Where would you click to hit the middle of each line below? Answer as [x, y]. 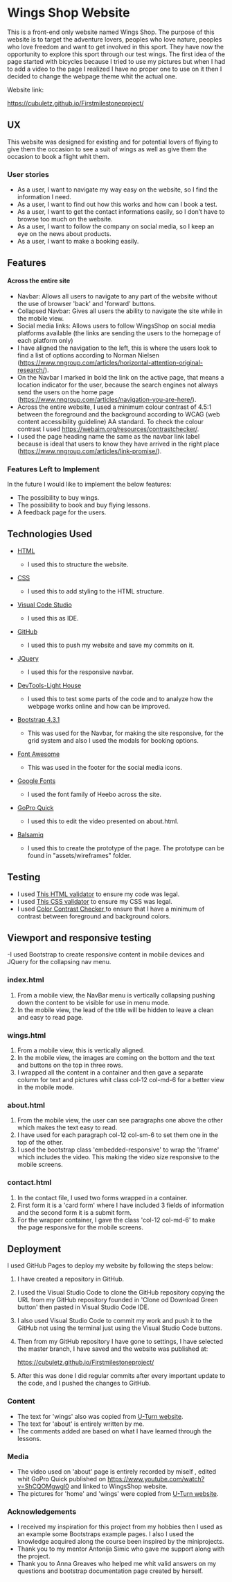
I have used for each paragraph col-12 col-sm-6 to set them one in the [118, 1135]
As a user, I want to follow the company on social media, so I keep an [116, 226]
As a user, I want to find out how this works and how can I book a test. [117, 204]
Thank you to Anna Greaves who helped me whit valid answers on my [117, 1564]
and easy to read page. [50, 1017]
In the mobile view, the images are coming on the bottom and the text [116, 1057]
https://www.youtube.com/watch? [156, 1479]
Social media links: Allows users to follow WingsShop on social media [116, 326]
